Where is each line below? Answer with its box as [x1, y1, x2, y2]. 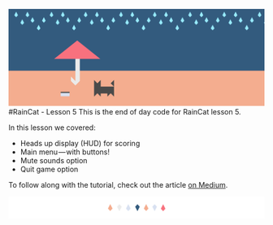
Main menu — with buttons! [19, 147, 110, 157]
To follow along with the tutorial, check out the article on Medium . [8, 180, 228, 190]
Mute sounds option [19, 156, 88, 166]
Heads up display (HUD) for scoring [19, 139, 141, 149]
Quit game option [19, 164, 79, 175]
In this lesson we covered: [8, 123, 96, 132]
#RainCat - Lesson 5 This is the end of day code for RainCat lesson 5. [8, 107, 241, 117]
